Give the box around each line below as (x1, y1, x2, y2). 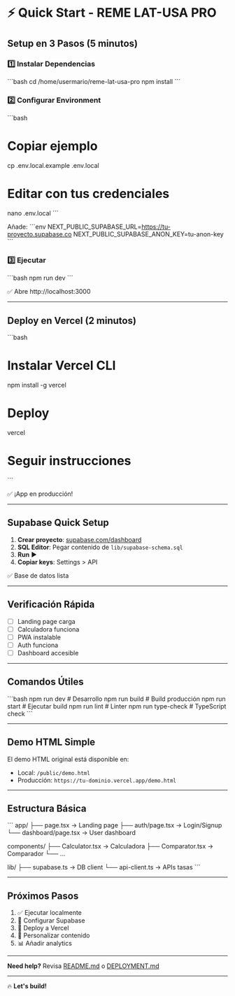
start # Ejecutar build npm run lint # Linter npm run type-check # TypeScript (7, 702, 227, 710)
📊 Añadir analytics (17, 939, 72, 948)
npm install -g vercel (7, 381, 66, 390)
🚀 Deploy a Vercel (17, 924, 69, 932)
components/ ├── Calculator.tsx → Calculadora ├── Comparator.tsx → (7, 842, 214, 851)
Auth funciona (17, 641, 59, 649)
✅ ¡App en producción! (7, 490, 73, 498)
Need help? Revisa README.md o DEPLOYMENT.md (7, 962, 159, 970)
